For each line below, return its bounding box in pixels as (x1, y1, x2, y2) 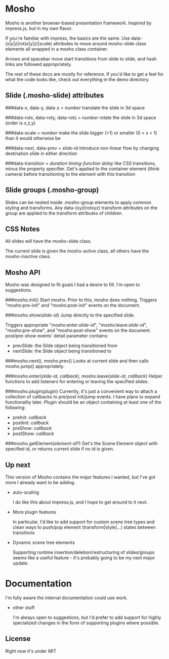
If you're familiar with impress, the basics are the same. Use (5, 35, 130, 41)
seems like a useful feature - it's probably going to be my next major (12, 555, 155, 560)
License (5, 635, 31, 643)
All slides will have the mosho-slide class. (5, 238, 92, 244)
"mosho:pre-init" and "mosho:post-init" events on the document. (5, 302, 141, 308)
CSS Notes (5, 225, 40, 233)
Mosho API (5, 268, 40, 277)
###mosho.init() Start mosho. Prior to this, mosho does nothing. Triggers (5, 297, 157, 303)
